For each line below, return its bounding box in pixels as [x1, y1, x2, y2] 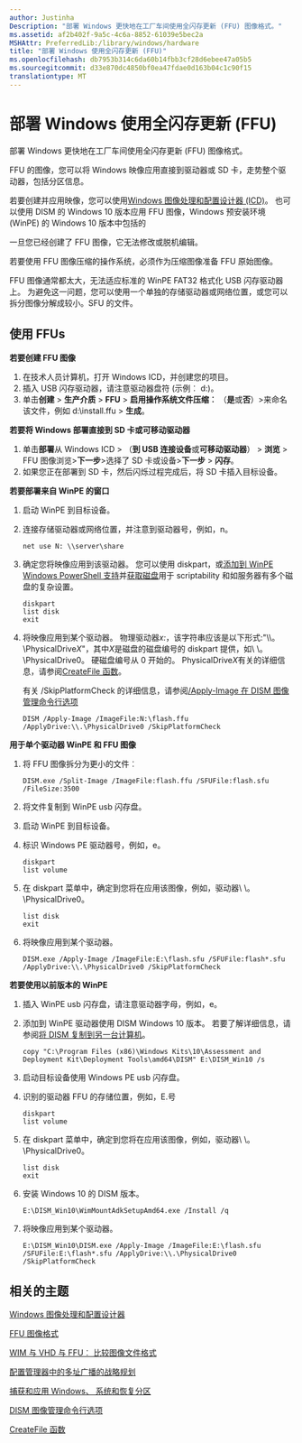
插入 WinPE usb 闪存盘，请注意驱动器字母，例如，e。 [22, 998, 223, 1009]
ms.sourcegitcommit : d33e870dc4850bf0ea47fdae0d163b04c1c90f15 [9, 64, 252, 73]
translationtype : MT [9, 72, 87, 81]
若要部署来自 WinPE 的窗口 [9, 485, 110, 496]
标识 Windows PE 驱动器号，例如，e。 [22, 839, 166, 850]
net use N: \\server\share [22, 541, 124, 550]
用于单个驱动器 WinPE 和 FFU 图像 [9, 739, 137, 750]
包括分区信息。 [32, 175, 88, 186]
